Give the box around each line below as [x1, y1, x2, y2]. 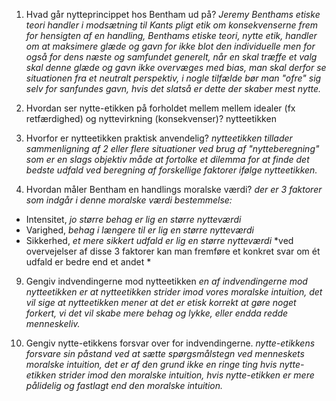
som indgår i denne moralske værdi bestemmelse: [25, 194, 233, 206]
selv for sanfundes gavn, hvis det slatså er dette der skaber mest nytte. [25, 83, 322, 94]
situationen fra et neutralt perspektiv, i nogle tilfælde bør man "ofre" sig [25, 72, 322, 84]
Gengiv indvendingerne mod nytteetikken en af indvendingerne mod [25, 275, 308, 287]
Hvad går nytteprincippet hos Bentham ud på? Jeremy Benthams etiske [25, 9, 321, 20]
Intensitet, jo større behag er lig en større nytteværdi [25, 214, 242, 225]
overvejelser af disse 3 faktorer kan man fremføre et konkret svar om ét [25, 245, 321, 257]
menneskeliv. [25, 318, 81, 329]
